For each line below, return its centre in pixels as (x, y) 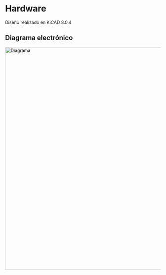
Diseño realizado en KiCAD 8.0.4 (38, 22)
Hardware (26, 9)
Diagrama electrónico (39, 38)
